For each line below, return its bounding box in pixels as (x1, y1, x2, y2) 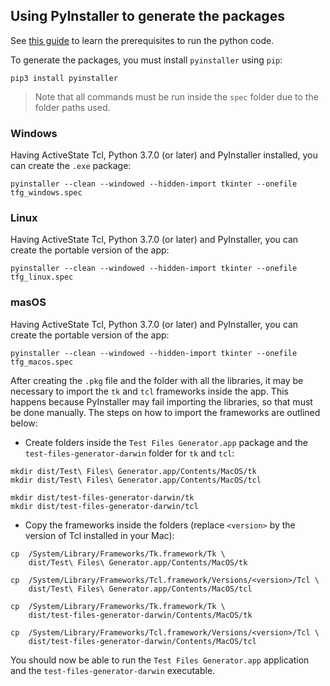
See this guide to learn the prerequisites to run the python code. (10, 34, 275, 46)
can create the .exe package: (10, 160, 132, 172)
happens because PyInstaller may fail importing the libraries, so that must (10, 395, 313, 408)
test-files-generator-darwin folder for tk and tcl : (24, 447, 235, 459)
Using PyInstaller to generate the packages (10, 8, 285, 25)
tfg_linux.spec (10, 272, 74, 283)
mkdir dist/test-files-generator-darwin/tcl (10, 501, 199, 511)
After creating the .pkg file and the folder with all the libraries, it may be (10, 374, 304, 386)
